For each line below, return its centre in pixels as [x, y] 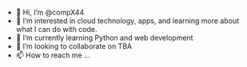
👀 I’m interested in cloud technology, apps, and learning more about [127, 21]
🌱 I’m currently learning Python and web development [104, 37]
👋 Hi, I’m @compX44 [50, 12]
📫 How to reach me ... [53, 55]
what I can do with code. [56, 29]
